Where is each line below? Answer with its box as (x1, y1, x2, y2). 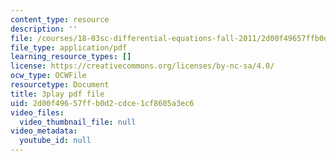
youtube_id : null (19, 136, 92, 146)
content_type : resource (10, 14, 110, 25)
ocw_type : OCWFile (10, 71, 87, 81)
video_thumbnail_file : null (19, 117, 137, 127)
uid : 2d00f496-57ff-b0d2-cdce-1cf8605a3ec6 (10, 98, 195, 108)
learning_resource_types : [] (10, 52, 132, 62)
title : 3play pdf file (10, 89, 105, 99)
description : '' (10, 24, 78, 34)
